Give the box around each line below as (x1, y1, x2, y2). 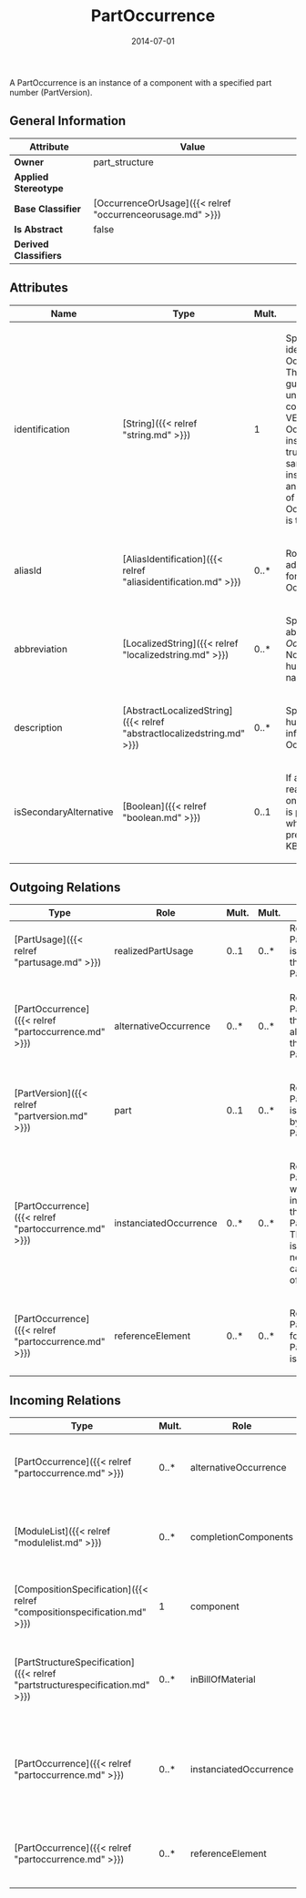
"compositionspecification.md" (14, 1606, 148, 1618)
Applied (14, 170, 49, 183)
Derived (14, 238, 49, 251)
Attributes (9, 280, 68, 296)
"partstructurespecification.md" (14, 1678, 150, 1691)
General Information (9, 113, 127, 128)
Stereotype (14, 181, 64, 194)
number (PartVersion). (9, 87, 93, 97)
